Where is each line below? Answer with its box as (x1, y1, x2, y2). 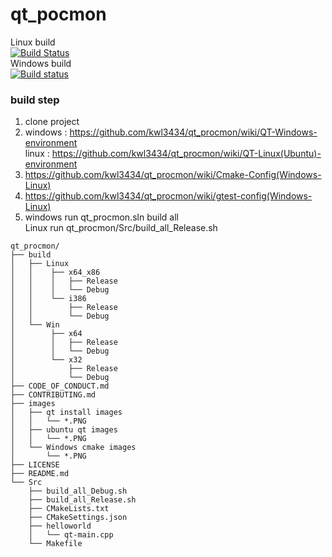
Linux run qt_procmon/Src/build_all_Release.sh (24, 222, 218, 234)
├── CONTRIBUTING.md (10, 390, 97, 400)
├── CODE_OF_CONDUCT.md (10, 381, 110, 392)
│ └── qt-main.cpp (28, 530, 114, 540)
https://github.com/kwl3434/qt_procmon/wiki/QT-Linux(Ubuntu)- (51, 148, 322, 160)
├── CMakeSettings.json (28, 513, 128, 523)
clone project (24, 116, 80, 128)
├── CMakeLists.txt (28, 504, 110, 514)
